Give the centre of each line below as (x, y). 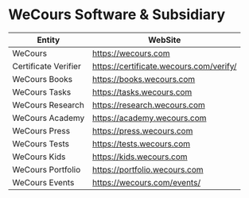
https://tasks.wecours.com (142, 91)
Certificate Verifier (47, 66)
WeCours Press (41, 130)
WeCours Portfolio (47, 169)
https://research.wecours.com (149, 105)
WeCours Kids (39, 157)
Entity (49, 40)
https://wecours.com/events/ (147, 182)
